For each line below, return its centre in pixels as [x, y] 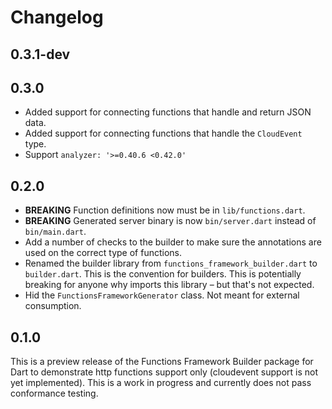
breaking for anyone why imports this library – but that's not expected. [169, 285]
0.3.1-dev [40, 54]
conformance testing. [54, 393]
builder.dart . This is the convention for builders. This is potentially [163, 274]
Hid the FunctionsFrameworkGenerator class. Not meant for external [162, 295]
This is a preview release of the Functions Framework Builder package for [162, 362]
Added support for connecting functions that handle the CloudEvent [163, 133]
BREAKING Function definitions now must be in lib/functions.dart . [165, 210]
